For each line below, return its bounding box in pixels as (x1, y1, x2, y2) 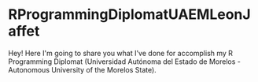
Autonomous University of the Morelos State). (8, 65, 157, 74)
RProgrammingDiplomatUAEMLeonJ (8, 6, 251, 24)
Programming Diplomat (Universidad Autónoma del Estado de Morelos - (8, 57, 241, 66)
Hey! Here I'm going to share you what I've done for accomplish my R (8, 48, 234, 58)
